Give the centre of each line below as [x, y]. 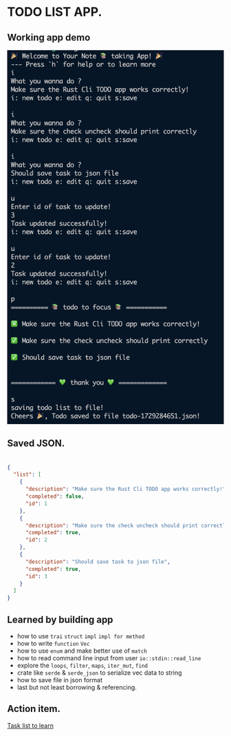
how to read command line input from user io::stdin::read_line [109, 658]
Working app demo [49, 38]
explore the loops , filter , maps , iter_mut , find [82, 665]
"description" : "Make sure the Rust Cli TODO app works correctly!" [125, 490]
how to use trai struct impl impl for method [81, 636]
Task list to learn [30, 725]
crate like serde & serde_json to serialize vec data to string [99, 673]
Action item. [34, 709]
